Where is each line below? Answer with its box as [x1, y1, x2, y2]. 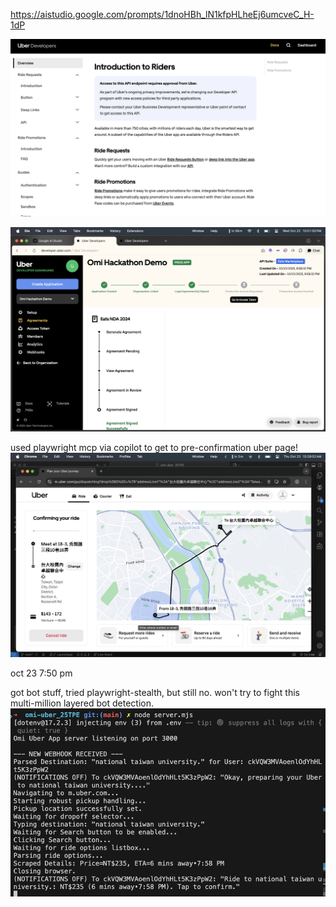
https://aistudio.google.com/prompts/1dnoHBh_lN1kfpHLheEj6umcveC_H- [10, 9, 315, 20]
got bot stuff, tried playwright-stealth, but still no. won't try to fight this [10, 687, 300, 699]
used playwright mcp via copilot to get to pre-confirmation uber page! [10, 441, 298, 453]
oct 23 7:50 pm [10, 667, 73, 679]
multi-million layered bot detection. [10, 697, 154, 709]
